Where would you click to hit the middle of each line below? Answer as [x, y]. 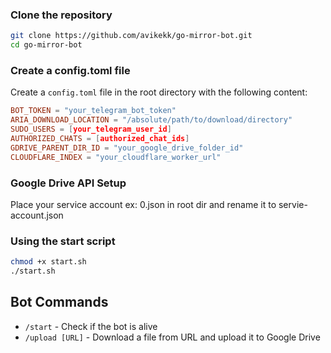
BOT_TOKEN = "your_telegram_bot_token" [93, 111]
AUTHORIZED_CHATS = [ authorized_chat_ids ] [100, 138]
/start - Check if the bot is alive [91, 326]
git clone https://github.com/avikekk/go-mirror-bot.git [131, 36]
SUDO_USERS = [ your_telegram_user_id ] [91, 129]
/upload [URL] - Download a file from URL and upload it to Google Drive [172, 337]
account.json [37, 215]
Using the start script [63, 241]
